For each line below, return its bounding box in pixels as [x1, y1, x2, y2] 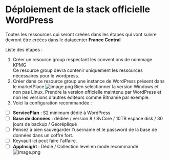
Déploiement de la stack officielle [5, 4, 150, 15]
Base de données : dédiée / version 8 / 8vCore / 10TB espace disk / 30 [12, 116, 163, 121]
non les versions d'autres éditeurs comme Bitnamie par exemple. [12, 94, 150, 100]
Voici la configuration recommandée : [12, 99, 92, 105]
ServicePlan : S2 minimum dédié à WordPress [12, 110, 111, 116]
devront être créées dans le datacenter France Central [5, 37, 121, 43]
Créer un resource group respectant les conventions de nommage [12, 56, 153, 62]
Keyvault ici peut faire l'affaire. [12, 138, 77, 144]
